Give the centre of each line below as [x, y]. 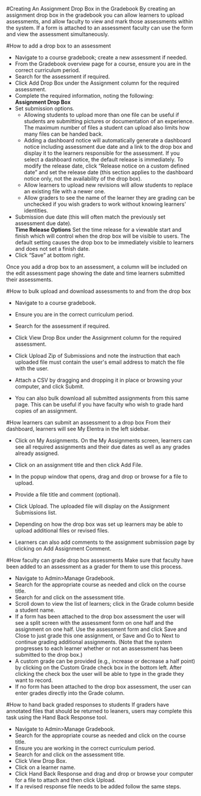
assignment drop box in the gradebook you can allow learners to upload [95, 15]
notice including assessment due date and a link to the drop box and [108, 147]
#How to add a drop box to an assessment [58, 46]
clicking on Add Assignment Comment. [63, 548]
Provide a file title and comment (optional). [67, 494]
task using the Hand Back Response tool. [57, 717]
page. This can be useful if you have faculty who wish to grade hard [99, 404]
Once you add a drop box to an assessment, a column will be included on [97, 267]
